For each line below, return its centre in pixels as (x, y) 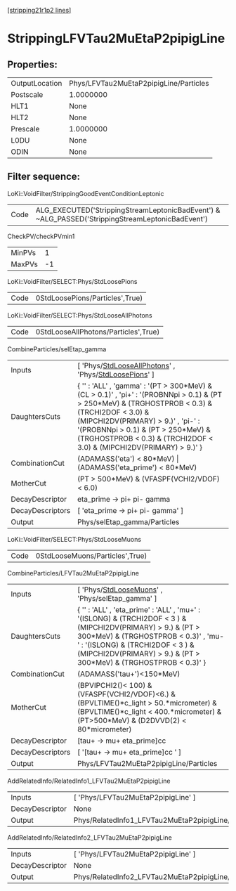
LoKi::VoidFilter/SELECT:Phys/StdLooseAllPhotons (80, 315)
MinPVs (24, 252)
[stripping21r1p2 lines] (39, 10)
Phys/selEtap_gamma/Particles (128, 521)
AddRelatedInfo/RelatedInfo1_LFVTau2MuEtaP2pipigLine (89, 781)
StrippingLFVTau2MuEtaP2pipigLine (116, 39)
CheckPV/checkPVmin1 (41, 236)
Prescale (25, 129)
